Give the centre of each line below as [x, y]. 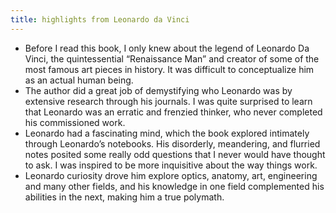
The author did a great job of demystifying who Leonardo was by [158, 90]
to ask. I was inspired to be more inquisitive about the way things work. [171, 165]
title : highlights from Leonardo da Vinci [100, 19]
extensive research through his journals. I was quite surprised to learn [168, 101]
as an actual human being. [79, 80]
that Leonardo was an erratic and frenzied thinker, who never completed [173, 112]
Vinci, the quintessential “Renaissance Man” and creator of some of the [172, 58]
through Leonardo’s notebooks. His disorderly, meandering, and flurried [172, 143]
